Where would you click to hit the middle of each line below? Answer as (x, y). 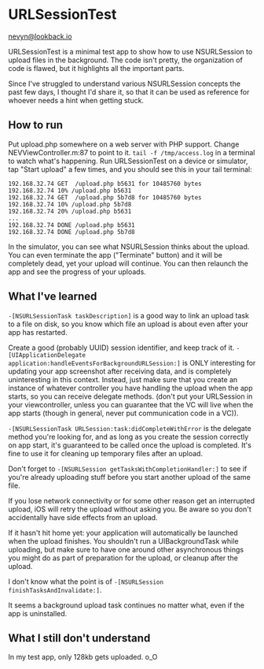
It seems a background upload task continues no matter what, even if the (126, 605)
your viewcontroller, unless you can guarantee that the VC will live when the (131, 404)
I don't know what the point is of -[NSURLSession (86, 582)
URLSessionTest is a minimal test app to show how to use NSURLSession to (130, 51)
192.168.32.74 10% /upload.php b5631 (70, 191)
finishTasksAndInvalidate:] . (55, 589)
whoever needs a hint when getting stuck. (76, 100)
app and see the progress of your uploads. (77, 271)
